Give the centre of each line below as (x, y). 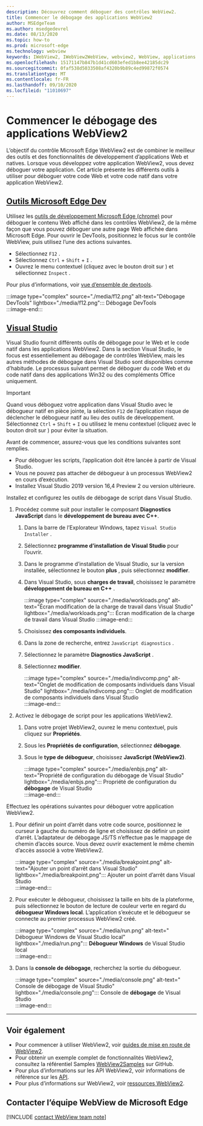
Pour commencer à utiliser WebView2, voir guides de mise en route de (102, 1045)
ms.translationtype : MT (36, 74)
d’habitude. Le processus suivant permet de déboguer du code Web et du (98, 368)
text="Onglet (40, 685)
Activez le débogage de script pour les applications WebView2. (94, 716)
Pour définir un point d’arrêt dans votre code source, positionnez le (98, 825)
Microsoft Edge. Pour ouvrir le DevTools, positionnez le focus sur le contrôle (101, 235)
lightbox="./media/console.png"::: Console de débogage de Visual (98, 993)
